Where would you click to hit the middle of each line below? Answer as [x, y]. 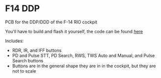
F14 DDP [23, 9]
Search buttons [28, 60]
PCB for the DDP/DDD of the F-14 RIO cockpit [51, 22]
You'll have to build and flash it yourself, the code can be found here [74, 31]
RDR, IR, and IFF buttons [37, 50]
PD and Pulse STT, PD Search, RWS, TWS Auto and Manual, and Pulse [83, 55]
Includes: [14, 41]
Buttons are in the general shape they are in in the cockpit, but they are [84, 66]
